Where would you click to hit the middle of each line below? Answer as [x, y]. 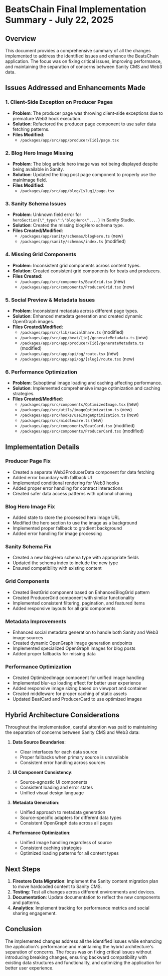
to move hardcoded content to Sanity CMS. [57, 886]
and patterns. [26, 903]
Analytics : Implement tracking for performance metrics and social [81, 908]
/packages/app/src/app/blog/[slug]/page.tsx [67, 191]
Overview [21, 39]
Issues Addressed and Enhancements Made [75, 88]
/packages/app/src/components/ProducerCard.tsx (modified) [82, 431]
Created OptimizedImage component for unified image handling [78, 678]
